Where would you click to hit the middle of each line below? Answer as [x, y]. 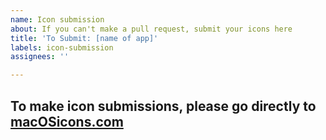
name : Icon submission [57, 19]
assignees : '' [40, 57]
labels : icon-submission [62, 47]
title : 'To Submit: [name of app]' [84, 38]
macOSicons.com [67, 121]
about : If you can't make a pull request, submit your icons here [151, 29]
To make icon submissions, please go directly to [163, 106]
